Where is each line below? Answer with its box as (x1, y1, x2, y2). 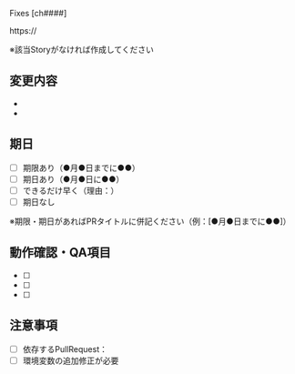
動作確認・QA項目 (9, 245, 112, 260)
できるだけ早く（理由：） (22, 185, 119, 196)
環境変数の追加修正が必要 (22, 355, 119, 366)
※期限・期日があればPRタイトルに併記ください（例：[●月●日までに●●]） (9, 216, 291, 227)
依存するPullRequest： (22, 343, 107, 354)
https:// (9, 25, 37, 35)
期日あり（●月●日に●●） (22, 173, 125, 185)
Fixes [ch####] (9, 8, 67, 18)
